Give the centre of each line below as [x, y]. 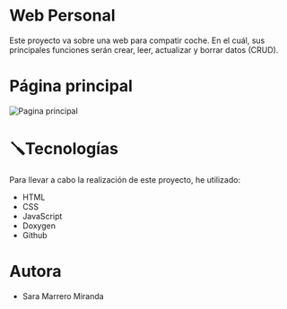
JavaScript [42, 216]
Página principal [71, 86]
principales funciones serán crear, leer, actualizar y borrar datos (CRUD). [144, 49]
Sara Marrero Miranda [63, 296]
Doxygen [39, 226]
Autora [35, 271]
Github [35, 235]
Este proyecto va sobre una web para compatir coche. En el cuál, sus [137, 40]
